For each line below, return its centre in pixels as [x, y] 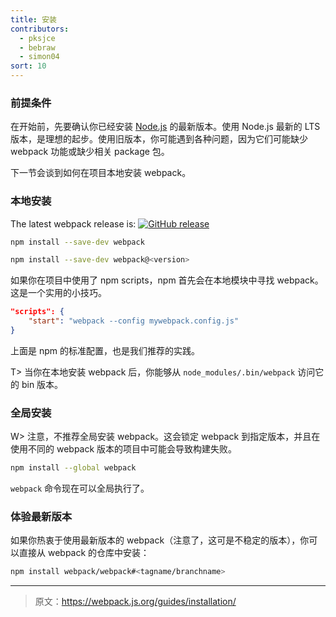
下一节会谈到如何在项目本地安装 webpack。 [101, 173]
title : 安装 [33, 19]
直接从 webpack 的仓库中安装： [84, 553]
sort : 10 [28, 66]
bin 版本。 [42, 384]
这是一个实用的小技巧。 [58, 293]
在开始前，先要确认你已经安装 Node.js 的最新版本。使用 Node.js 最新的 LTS [165, 127]
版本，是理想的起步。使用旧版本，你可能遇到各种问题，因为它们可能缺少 [159, 139]
